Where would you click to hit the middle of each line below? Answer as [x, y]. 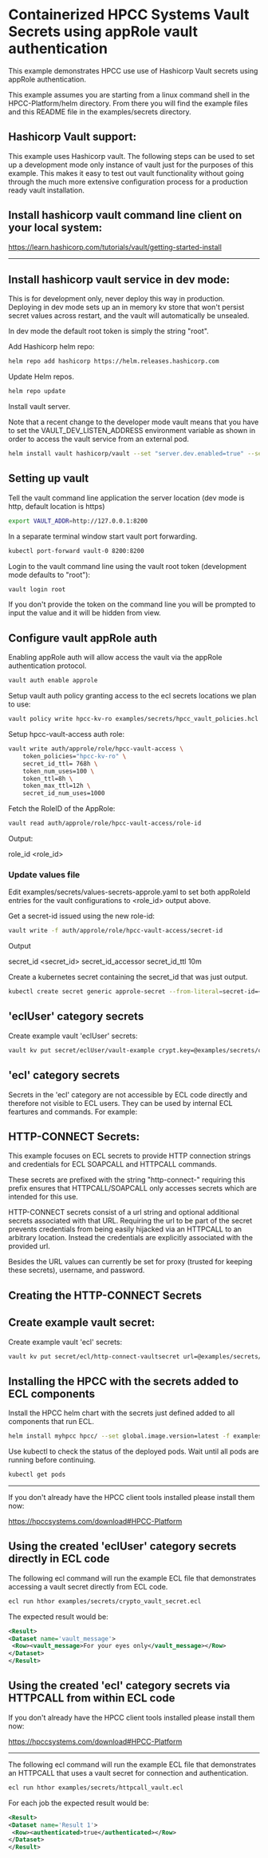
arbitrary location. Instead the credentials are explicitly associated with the [131, 1238]
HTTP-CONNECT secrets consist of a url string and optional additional [124, 1212]
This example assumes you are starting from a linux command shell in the [129, 94]
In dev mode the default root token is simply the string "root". [108, 331]
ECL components [52, 1393]
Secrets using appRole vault [103, 32]
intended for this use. [43, 1197]
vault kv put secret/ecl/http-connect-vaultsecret [94, 1356]
